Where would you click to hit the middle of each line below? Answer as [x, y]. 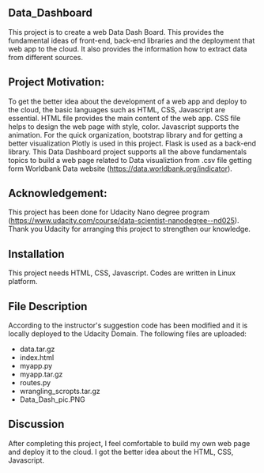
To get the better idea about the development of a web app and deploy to [128, 101]
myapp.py [36, 366]
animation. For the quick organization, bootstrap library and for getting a [126, 134]
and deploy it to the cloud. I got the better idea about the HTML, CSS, [121, 452]
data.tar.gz [37, 349]
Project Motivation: [57, 82]
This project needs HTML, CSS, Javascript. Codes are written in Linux [122, 273]
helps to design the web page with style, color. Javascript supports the [124, 127]
